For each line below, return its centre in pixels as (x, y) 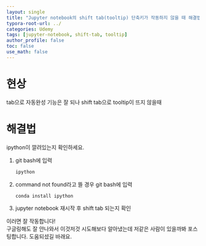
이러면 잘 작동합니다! (31, 222)
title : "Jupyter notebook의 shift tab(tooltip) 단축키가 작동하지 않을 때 (96, 18)
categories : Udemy (30, 29)
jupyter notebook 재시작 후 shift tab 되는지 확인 (73, 208)
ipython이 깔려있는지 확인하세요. (45, 147)
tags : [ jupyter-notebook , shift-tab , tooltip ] (67, 35)
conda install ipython (44, 196)
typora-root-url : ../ (34, 23)
